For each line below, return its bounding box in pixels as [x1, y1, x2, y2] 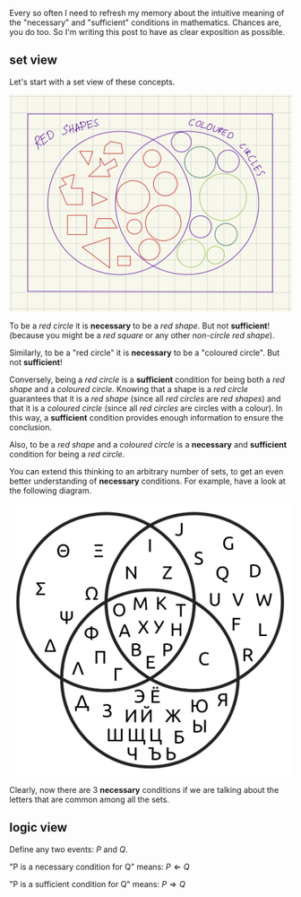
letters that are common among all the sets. [9, 794, 170, 805]
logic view [9, 820, 68, 835]
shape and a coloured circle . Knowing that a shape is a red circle [9, 384, 249, 395]
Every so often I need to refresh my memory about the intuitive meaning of [9, 8, 285, 18]
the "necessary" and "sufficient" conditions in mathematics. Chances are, [9, 17, 282, 28]
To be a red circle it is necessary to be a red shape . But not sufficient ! [9, 320, 271, 331]
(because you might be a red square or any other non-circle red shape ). [9, 330, 275, 341]
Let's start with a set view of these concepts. [9, 76, 176, 87]
